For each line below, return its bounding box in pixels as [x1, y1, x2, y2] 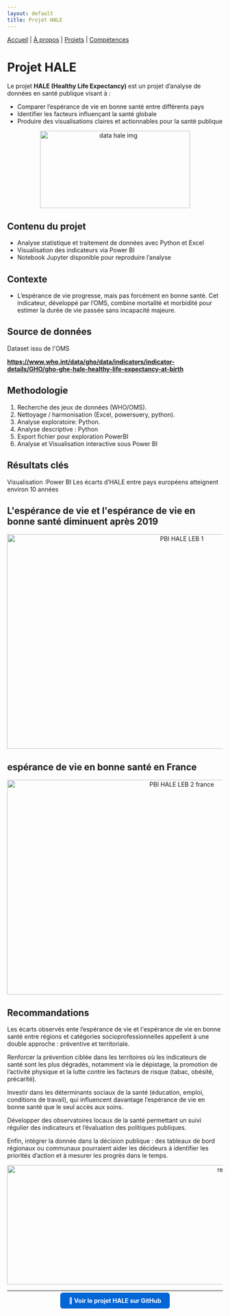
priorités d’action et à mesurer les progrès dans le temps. [7, 1151, 168, 1159]
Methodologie [7, 385, 68, 397]
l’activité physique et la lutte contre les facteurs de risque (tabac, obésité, [7, 1067, 214, 1075]
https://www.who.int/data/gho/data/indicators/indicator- [7, 357, 175, 366]
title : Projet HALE [7, 16, 63, 23]
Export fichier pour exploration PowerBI [16, 432, 129, 440]
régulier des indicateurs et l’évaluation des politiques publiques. [7, 1123, 187, 1131]
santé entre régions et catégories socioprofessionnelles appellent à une [7, 1032, 209, 1040]
